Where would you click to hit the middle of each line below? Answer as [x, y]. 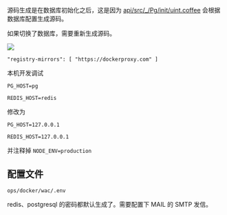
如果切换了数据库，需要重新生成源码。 [61, 33]
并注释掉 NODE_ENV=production [49, 151]
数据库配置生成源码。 [37, 19]
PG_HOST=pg [23, 86]
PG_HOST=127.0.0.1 [33, 125]
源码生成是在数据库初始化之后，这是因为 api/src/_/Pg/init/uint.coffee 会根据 [114, 10]
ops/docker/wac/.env [37, 191]
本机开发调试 [25, 73]
